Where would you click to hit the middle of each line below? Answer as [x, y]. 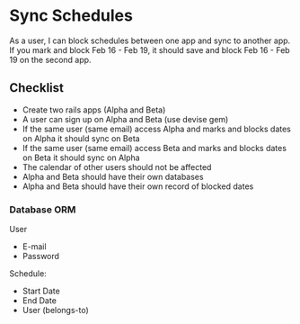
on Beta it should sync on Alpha [81, 157]
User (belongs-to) [56, 310]
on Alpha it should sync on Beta [81, 138]
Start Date [41, 291]
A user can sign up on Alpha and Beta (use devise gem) [125, 119]
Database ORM [43, 210]
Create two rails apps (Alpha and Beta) [94, 110]
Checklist [37, 88]
